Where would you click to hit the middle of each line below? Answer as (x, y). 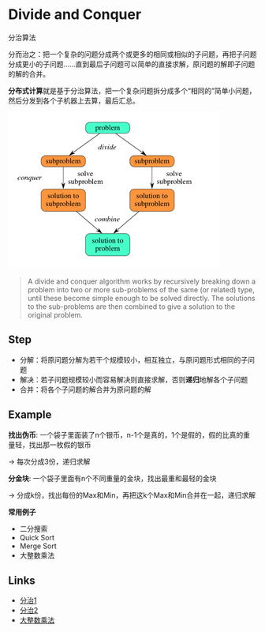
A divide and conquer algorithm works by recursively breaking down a (142, 281)
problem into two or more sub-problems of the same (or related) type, (141, 289)
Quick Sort (37, 537)
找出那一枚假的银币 (60, 445)
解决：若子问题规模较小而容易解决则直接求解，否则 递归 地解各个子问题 (134, 379)
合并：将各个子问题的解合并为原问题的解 (85, 389)
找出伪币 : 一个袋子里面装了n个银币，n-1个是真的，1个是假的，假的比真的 (126, 434)
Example (30, 415)
